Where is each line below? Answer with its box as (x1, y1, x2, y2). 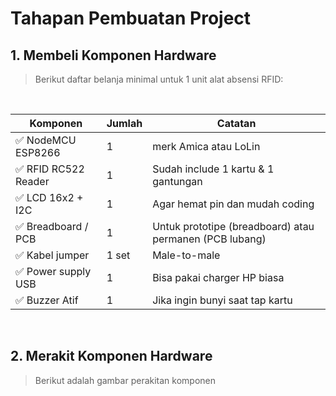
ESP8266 (15, 146, 61, 159)
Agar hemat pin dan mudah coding (152, 197, 315, 211)
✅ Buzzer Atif (15, 293, 79, 307)
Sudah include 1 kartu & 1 (152, 162, 275, 176)
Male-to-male (152, 248, 221, 262)
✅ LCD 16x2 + (15, 191, 84, 204)
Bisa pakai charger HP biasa (152, 271, 285, 284)
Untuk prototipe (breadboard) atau (152, 220, 315, 233)
